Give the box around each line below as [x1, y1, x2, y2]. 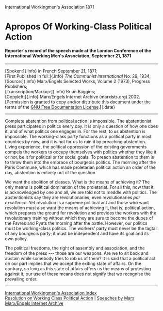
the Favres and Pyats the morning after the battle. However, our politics [5, 220, 147, 226]
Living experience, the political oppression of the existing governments [5, 144, 147, 150]
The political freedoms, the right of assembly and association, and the [5, 245, 145, 251]
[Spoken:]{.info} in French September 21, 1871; [5, 68, 98, 74]
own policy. [5, 236, 28, 242]
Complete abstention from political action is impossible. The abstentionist [5, 118, 152, 124]
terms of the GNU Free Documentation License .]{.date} [5, 104, 115, 110]
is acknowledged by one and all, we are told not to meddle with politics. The [5, 189, 157, 196]
